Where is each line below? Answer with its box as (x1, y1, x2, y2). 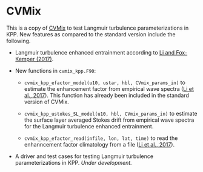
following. (6, 37, 31, 44)
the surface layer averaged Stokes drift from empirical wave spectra (24, 116, 195, 124)
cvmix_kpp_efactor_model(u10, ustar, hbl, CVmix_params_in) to (24, 79, 186, 86)
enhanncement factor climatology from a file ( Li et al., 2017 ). (24, 141, 175, 148)
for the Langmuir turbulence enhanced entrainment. (24, 122, 154, 130)
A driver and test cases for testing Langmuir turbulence (15, 153, 153, 160)
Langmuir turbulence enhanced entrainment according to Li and (15, 48, 175, 56)
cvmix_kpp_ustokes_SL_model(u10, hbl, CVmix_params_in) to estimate (24, 110, 198, 117)
